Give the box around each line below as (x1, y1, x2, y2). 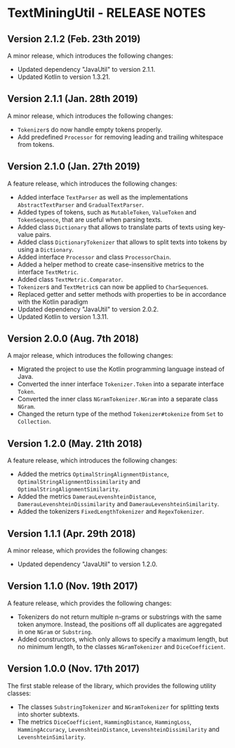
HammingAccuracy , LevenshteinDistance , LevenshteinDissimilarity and (17, 725, 220, 733)
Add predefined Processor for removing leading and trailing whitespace (17, 132, 224, 141)
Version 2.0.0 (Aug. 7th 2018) (7, 333, 139, 345)
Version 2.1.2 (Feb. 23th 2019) (7, 33, 141, 45)
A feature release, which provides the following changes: (7, 599, 172, 607)
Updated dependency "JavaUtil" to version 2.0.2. (17, 304, 159, 314)
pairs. (34, 230, 51, 238)
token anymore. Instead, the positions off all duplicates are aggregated (17, 620, 222, 628)
